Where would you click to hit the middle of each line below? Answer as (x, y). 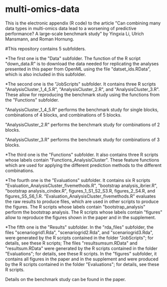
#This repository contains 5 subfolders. (46, 48)
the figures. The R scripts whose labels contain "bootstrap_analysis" (75, 206)
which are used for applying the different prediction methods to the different (83, 165)
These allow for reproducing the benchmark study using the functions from (83, 94)
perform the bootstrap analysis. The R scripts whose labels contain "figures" (84, 212)
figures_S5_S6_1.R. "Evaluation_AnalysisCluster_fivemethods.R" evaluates (81, 196)
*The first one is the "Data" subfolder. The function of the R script (73, 58)
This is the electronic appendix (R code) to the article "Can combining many (83, 23)
